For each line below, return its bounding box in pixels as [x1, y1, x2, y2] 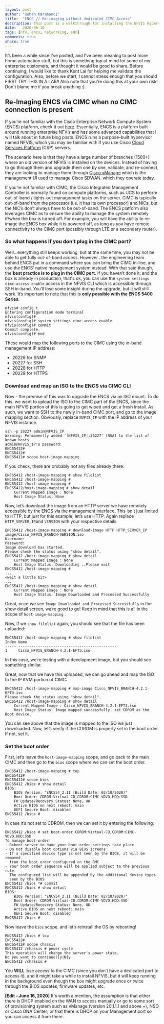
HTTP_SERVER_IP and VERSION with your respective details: [5, 519, 118, 524]
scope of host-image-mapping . [5, 611, 66, 617]
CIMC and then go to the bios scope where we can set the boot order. [5, 760, 146, 765]
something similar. [5, 662, 42, 668]
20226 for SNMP [12, 355, 46, 360]
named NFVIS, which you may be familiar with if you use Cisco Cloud [5, 139, 144, 145]
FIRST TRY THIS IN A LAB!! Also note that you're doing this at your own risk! [5, 78, 158, 84]
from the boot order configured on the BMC [9, 860, 99, 865]
